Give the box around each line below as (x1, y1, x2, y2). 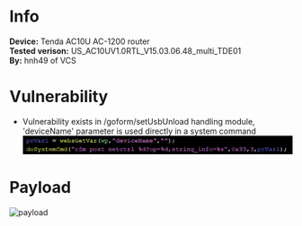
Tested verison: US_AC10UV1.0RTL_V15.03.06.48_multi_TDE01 (9, 45, 242, 56)
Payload (9, 178, 72, 198)
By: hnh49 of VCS (9, 55, 76, 65)
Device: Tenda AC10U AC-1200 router (9, 36, 150, 47)
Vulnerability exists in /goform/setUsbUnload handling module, (22, 116, 255, 126)
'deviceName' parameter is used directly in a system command (22, 126, 256, 136)
